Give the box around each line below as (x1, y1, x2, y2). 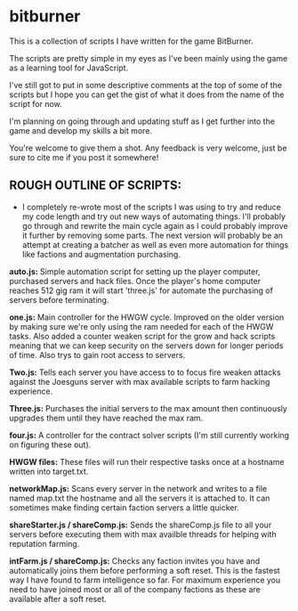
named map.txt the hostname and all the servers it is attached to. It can (9, 493, 270, 503)
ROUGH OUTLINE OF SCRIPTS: (9, 178, 182, 193)
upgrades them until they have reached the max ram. (9, 412, 204, 423)
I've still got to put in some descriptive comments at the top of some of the (9, 79, 283, 90)
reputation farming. (9, 538, 80, 549)
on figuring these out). (9, 439, 92, 450)
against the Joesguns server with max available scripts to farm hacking (9, 376, 270, 387)
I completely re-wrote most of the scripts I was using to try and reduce (21, 201, 282, 212)
